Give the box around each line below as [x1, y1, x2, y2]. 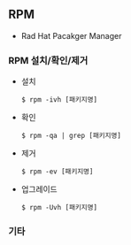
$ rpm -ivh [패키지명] [20, 96, 98, 104]
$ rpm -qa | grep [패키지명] [20, 132, 121, 141]
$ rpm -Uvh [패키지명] [20, 203, 98, 212]
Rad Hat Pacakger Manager [20, 30, 122, 41]
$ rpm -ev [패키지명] [20, 167, 94, 176]
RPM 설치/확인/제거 [8, 54, 89, 66]
